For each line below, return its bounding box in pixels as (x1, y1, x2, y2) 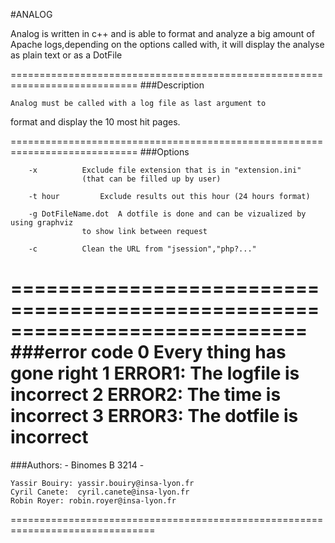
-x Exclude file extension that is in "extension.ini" (28, 165, 302, 175)
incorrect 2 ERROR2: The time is (10, 384, 282, 406)
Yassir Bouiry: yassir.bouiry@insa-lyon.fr (10, 478, 195, 488)
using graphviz (10, 218, 74, 228)
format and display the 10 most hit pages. (10, 116, 181, 128)
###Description (139, 79, 205, 91)
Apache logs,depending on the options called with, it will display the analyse (10, 39, 325, 50)
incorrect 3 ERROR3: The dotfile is (10, 405, 299, 428)
